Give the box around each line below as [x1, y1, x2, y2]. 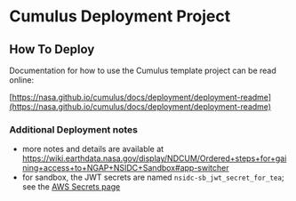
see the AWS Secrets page [21, 181, 121, 192]
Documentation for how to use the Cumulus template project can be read [9, 65, 277, 76]
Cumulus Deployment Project [9, 6, 231, 27]
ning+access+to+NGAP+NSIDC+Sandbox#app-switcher [21, 163, 229, 173]
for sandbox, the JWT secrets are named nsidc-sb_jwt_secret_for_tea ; [21, 172, 284, 183]
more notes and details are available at [21, 144, 164, 155]
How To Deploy [9, 42, 95, 57]
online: [9, 75, 34, 85]
